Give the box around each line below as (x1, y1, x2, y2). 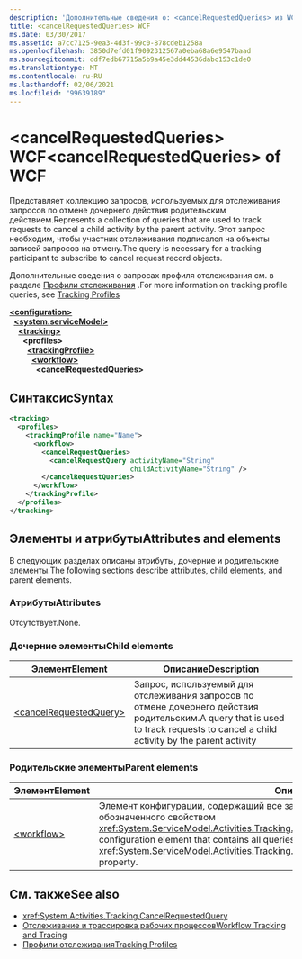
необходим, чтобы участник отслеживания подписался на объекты (9, 233, 270, 244)
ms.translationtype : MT (9, 64, 99, 73)
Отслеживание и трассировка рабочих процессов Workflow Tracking (22, 920, 286, 931)
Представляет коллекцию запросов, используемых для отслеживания (9, 195, 281, 206)
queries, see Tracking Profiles (9, 289, 120, 300)
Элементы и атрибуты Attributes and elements (9, 531, 281, 547)
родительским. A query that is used (133, 712, 285, 725)
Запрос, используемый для (133, 678, 254, 691)
